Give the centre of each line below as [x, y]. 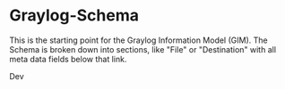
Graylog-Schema [74, 16]
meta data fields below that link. [68, 59]
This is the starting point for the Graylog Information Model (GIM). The [138, 40]
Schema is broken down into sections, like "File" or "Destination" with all [142, 49]
